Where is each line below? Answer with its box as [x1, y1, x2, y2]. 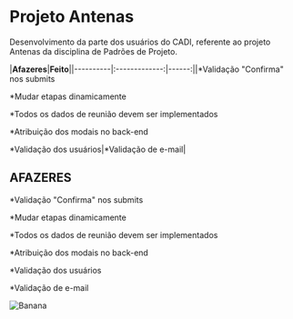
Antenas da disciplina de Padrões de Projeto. [9, 45, 177, 56]
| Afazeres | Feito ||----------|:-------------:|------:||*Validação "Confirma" [9, 64, 284, 75]
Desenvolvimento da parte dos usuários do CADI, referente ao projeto [9, 36, 271, 47]
